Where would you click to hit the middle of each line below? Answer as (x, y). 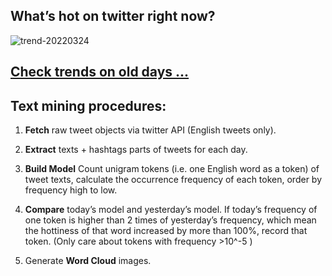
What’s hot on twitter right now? (113, 16)
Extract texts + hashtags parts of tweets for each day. (136, 150)
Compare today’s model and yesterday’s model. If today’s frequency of (171, 210)
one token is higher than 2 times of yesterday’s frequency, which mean (170, 220)
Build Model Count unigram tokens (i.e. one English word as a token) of (172, 169)
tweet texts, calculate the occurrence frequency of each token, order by (173, 180)
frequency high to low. (71, 190)
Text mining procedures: (88, 105)
